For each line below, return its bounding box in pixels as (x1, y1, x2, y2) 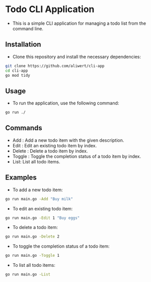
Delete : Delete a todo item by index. (12, 148, 88, 154)
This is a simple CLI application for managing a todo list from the (12, 20, 146, 26)
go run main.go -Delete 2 (5, 234, 59, 239)
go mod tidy (5, 73, 30, 78)
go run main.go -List (5, 272, 51, 277)
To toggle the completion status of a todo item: (12, 243, 110, 249)
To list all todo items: (12, 262, 55, 268)
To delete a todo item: (12, 224, 58, 231)
